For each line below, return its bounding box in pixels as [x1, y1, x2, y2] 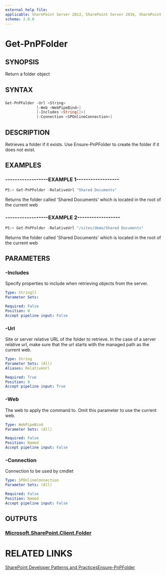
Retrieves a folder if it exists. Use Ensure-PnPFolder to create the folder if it [5, 142, 160, 147]
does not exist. [5, 147, 36, 153]
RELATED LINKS [5, 548, 73, 559]
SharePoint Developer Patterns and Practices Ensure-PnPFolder [5, 564, 136, 570]
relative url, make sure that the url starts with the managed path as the [5, 342, 150, 348]
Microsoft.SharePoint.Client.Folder [5, 530, 92, 536]
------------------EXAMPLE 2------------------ [5, 214, 121, 221]
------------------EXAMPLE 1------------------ [5, 176, 120, 183]
